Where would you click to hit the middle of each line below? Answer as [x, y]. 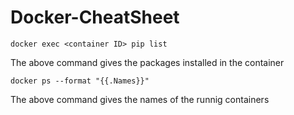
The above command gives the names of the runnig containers [140, 99]
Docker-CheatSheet [95, 17]
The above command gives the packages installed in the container [147, 62]
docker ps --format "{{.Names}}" [80, 81]
